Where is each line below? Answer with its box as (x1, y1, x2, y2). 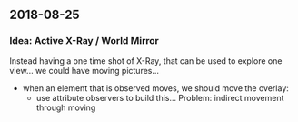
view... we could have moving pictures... (9, 65, 160, 76)
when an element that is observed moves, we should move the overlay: (22, 82, 289, 94)
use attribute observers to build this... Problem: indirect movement (35, 92, 284, 103)
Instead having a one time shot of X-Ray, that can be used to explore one (9, 55, 283, 66)
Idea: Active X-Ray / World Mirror (9, 35, 159, 47)
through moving (35, 102, 96, 113)
